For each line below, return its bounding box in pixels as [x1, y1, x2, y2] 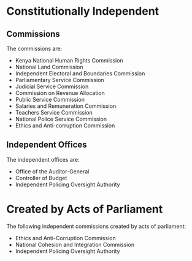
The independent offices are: [6, 156, 80, 163]
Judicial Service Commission [15, 83, 89, 90]
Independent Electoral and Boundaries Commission [15, 70, 145, 77]
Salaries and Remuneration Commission [15, 102, 117, 110]
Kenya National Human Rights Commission [15, 57, 124, 64]
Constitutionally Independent [6, 4, 159, 18]
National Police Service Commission [15, 115, 107, 123]
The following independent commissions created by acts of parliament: [6, 222, 186, 230]
